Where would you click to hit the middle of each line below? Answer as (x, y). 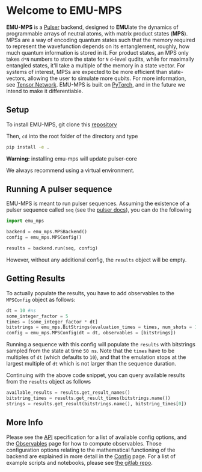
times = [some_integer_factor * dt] (52, 322)
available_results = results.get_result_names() (68, 393)
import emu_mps (25, 221)
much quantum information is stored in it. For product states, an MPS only (98, 52)
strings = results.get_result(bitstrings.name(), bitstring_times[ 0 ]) (96, 403)
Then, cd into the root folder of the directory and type (72, 136)
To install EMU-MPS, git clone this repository (62, 124)
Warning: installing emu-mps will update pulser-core (72, 158)
